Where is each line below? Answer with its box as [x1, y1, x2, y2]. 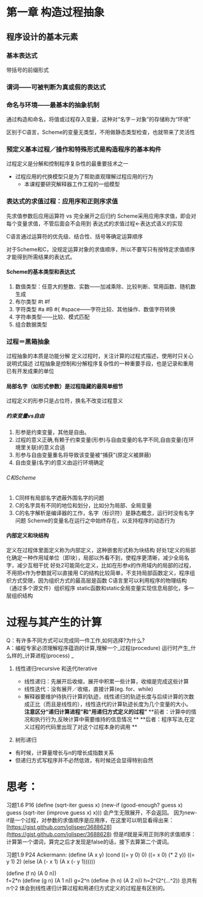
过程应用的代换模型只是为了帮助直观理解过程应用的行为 [15, 173, 153, 180]
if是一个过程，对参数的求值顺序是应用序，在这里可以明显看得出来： [6, 816, 175, 824]
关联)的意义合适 [25, 444, 65, 451]
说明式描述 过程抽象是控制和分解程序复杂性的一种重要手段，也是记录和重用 [6, 360, 194, 367]
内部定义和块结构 [6, 532, 49, 539]
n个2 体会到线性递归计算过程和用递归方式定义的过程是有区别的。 [6, 884, 168, 892]
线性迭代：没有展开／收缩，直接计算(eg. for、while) [24, 685, 153, 692]
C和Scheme [6, 474, 36, 481]
